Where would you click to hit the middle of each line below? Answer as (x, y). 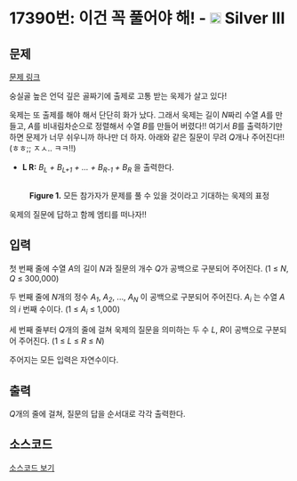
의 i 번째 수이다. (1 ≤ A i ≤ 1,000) (65, 310)
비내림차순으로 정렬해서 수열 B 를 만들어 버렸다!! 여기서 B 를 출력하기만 (163, 126)
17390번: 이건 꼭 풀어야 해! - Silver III (147, 18)
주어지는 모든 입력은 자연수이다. (64, 360)
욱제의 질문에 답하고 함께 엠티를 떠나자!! (78, 214)
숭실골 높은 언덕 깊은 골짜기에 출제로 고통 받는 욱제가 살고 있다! (118, 96)
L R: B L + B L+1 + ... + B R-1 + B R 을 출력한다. (98, 168)
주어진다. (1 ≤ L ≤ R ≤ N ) (61, 341)
